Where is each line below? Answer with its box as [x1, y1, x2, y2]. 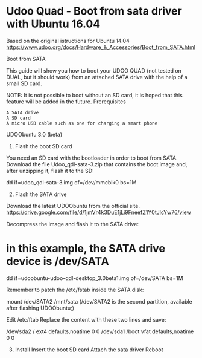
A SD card [6, 115, 31, 121]
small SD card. [6, 80, 42, 87]
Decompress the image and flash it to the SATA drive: [6, 220, 139, 227]
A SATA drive [6, 109, 39, 116]
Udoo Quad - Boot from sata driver [6, 4, 182, 18]
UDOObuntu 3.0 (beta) [6, 131, 63, 138]
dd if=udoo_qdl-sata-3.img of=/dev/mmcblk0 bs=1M [6, 178, 137, 186]
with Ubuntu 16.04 [6, 17, 101, 31]
